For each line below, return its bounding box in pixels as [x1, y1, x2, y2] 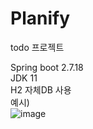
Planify [10, 7, 71, 30]
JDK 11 [10, 72, 38, 84]
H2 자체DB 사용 [10, 83, 72, 96]
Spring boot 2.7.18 [10, 61, 84, 73]
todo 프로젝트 [10, 41, 65, 53]
